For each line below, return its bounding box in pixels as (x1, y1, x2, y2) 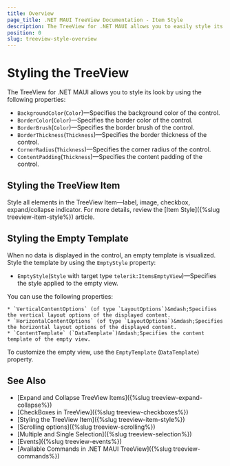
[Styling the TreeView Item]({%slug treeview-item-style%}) (17, 415, 185, 423)
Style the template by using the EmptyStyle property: (7, 258, 156, 266)
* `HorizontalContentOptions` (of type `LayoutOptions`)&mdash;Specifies (7, 317, 224, 324)
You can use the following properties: (7, 292, 114, 300)
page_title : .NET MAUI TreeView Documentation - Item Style (7, 17, 184, 23)
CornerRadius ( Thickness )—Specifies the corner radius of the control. (17, 145, 211, 153)
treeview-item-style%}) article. (7, 213, 95, 221)
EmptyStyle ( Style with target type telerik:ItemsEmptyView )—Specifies (17, 271, 217, 279)
